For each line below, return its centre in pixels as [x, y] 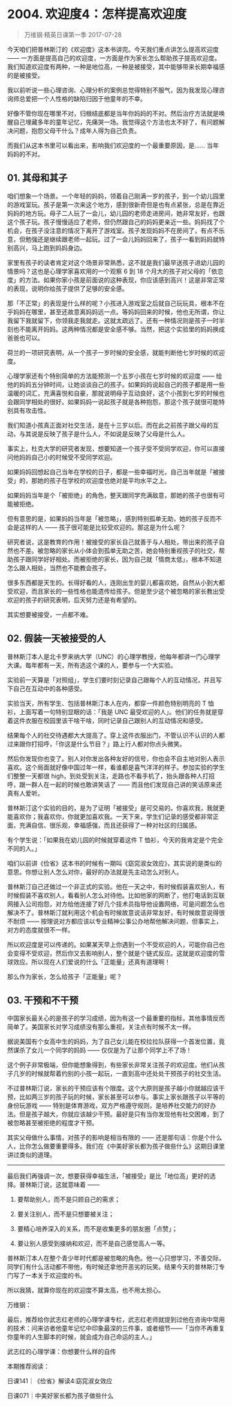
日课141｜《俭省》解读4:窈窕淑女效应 [60, 1381]
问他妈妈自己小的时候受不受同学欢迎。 [61, 457]
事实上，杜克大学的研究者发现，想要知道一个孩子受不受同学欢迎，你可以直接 [116, 448]
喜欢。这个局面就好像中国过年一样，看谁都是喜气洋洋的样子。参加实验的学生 [116, 767]
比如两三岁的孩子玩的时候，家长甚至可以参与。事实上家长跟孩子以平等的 [122, 1097]
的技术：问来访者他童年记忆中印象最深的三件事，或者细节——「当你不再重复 [116, 1329]
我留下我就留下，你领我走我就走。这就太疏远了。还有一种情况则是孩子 [107, 320]
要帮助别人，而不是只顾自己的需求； [69, 1199]
